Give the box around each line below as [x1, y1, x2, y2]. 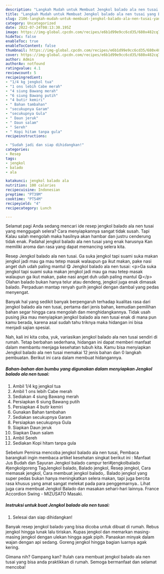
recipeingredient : [5, 75, 43, 80]
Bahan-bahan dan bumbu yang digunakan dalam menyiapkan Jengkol [5, 366, 152, 372]
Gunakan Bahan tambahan [12, 409, 66, 415]
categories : [5, 147, 30, 152]
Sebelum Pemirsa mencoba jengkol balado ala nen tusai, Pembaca [5, 449, 139, 455]
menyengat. [5, 289, 30, 295]
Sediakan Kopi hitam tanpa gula [12, 440, 76, 446]
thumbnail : [5, 48, 28, 53]
